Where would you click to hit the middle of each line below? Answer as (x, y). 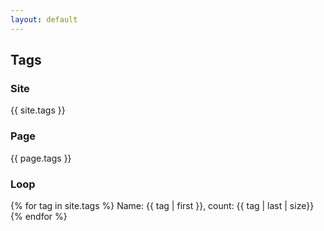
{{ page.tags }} (41, 158)
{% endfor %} (39, 216)
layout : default (44, 19)
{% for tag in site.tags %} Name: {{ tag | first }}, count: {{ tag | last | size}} (162, 205)
